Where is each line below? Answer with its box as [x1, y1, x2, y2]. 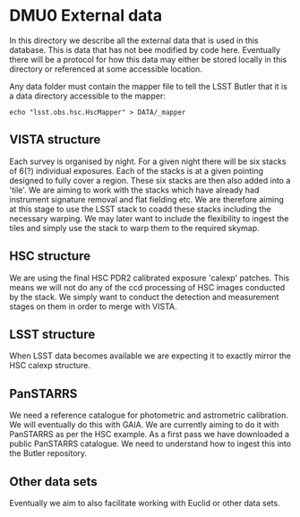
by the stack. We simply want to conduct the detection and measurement [9, 291, 279, 302]
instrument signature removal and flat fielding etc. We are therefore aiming [9, 194, 284, 204]
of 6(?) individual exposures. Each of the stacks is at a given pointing [9, 165, 264, 176]
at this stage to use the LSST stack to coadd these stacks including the [9, 203, 271, 214]
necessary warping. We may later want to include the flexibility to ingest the [9, 212, 289, 224]
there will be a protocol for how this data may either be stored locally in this [9, 54, 287, 65]
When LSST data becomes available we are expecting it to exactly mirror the [9, 350, 291, 361]
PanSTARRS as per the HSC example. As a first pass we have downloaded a [9, 429, 289, 440]
